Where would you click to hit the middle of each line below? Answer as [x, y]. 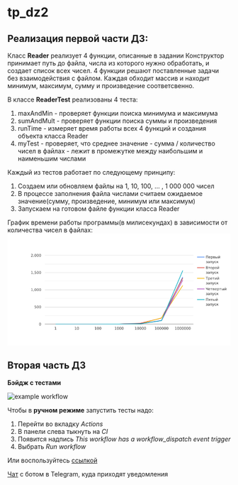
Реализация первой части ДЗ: [78, 39]
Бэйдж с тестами [34, 382]
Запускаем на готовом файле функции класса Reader [98, 209]
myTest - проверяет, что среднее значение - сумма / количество [117, 143]
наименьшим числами [52, 158]
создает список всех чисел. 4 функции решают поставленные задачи [113, 71]
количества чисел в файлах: [50, 230]
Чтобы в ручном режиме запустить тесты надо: [81, 410]
